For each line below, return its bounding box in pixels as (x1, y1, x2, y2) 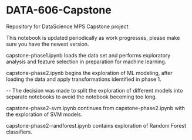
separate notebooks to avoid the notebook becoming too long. (6, 93, 157, 100)
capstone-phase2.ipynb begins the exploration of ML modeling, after (6, 69, 173, 76)
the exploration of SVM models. (6, 111, 83, 118)
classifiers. (6, 128, 32, 135)
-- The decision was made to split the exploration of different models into (6, 87, 183, 94)
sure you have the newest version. (6, 40, 89, 47)
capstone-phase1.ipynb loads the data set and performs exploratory (6, 52, 171, 59)
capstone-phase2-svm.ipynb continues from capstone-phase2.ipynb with (6, 104, 185, 111)
